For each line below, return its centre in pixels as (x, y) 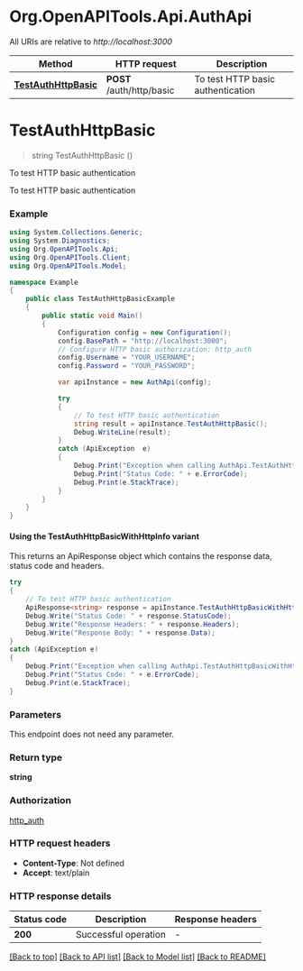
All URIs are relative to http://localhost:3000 (91, 41)
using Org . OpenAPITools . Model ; (68, 266)
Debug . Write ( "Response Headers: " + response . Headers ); (133, 624)
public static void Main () (92, 316)
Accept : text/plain (56, 873)
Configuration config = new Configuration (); (144, 332)
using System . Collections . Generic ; (76, 233)
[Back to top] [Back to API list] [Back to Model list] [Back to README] (138, 957)
